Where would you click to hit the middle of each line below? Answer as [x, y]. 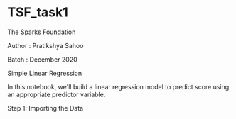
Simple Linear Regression [45, 73]
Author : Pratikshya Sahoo [45, 45]
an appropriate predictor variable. [57, 94]
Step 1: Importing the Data [45, 108]
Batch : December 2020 [43, 59]
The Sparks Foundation [42, 32]
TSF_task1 [38, 12]
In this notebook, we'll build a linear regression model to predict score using [118, 86]
